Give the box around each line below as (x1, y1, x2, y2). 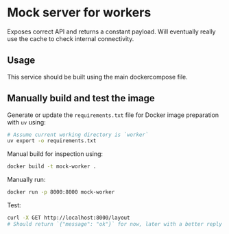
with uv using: (7, 118, 46, 126)
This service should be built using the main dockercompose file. (7, 73, 189, 81)
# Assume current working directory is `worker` (7, 131, 149, 138)
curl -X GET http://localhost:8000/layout (7, 214, 130, 222)
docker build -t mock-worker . (7, 163, 97, 170)
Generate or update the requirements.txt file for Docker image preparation (7, 111, 219, 119)
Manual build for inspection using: (7, 150, 104, 158)
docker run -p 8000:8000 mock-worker (7, 189, 115, 196)
